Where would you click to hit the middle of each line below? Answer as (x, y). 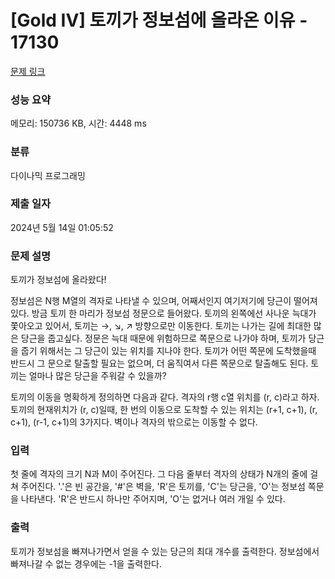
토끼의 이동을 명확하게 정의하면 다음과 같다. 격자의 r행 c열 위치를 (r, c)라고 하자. (165, 397)
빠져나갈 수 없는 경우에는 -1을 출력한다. (86, 563)
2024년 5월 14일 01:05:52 (62, 227)
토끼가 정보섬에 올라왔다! (58, 280)
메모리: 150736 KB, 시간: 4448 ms (78, 123)
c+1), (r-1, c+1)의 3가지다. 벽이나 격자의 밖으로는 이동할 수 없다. (134, 422)
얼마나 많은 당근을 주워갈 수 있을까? (97, 376)
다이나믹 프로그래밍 (48, 175)
